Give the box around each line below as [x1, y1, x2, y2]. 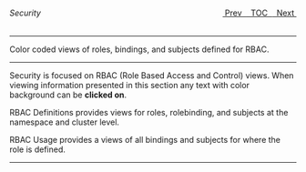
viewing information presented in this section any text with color [9, 80, 250, 91]
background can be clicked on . [9, 89, 127, 100]
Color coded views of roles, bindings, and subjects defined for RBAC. [9, 44, 270, 55]
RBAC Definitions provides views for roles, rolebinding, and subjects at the [9, 107, 289, 118]
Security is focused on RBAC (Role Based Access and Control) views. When [9, 70, 294, 81]
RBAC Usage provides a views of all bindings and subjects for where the [9, 135, 280, 146]
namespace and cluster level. [9, 116, 120, 127]
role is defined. [9, 144, 66, 155]
